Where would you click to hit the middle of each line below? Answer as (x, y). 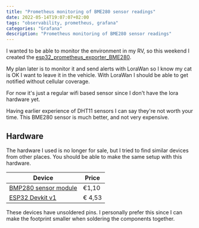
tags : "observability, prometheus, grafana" (62, 23)
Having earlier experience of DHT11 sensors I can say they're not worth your (100, 111)
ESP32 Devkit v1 (33, 198)
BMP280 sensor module (43, 187)
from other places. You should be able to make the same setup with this (94, 156)
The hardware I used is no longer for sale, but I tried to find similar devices (97, 150)
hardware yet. (23, 100)
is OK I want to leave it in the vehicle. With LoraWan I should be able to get (97, 75)
